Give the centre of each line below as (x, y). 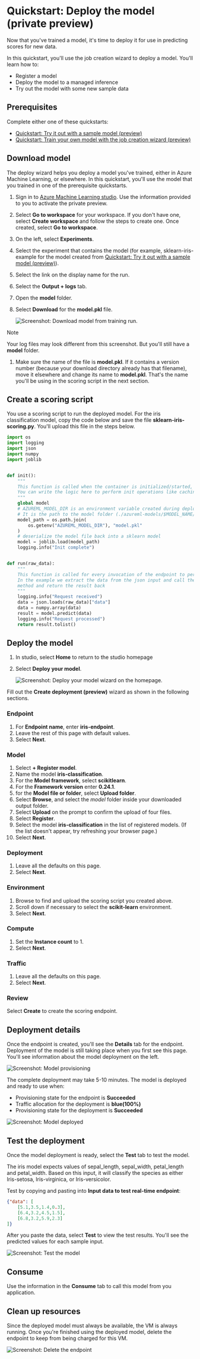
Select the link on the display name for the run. (72, 275)
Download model (39, 158)
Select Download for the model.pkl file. (64, 309)
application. (21, 1293)
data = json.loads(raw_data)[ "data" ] (64, 602)
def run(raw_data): (31, 564)
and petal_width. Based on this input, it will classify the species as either (95, 1173)
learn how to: (23, 64)
